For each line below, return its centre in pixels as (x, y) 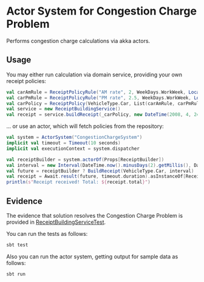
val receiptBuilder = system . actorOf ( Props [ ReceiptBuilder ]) (85, 159)
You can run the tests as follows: (47, 233)
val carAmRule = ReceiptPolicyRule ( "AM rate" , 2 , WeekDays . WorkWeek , (96, 92)
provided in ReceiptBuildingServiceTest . (56, 222)
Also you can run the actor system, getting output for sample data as (92, 257)
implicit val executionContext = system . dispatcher (73, 149)
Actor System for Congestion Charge (102, 11)
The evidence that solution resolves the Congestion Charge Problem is (95, 215)
